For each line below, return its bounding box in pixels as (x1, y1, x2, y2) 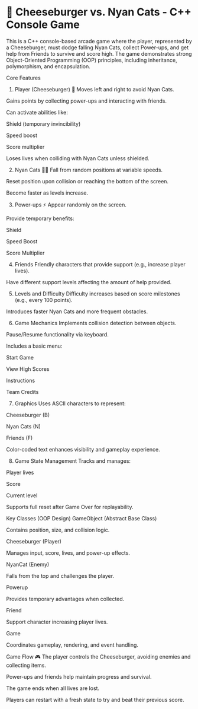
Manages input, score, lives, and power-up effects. (6, 549, 130, 557)
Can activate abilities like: (6, 109, 68, 116)
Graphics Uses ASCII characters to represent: (14, 400, 126, 407)
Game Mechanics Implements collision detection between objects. (14, 319, 177, 326)
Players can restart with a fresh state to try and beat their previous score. (6, 696, 184, 703)
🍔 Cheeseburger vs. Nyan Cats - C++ (6, 5, 191, 19)
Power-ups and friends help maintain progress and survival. (6, 673, 152, 680)
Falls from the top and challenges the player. (6, 572, 114, 579)
